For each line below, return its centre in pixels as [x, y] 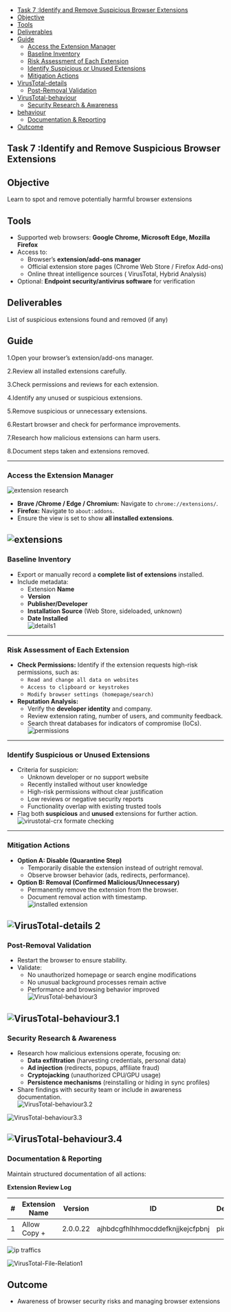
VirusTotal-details [42, 83]
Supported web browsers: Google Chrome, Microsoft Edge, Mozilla [113, 237]
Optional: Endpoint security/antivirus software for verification [106, 281]
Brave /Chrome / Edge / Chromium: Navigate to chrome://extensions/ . [118, 503]
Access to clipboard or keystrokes [78, 687]
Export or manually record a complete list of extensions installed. [110, 574]
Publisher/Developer [57, 603]
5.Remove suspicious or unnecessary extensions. [77, 411]
